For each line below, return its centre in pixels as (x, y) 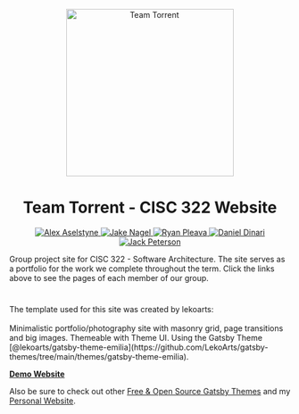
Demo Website (37, 374)
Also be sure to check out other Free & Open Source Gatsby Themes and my (150, 392)
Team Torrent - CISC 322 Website (150, 207)
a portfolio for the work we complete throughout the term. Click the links (142, 269)
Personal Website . (42, 401)
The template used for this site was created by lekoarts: (112, 310)
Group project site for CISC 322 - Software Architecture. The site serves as (147, 259)
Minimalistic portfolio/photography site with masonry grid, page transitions (146, 328)
